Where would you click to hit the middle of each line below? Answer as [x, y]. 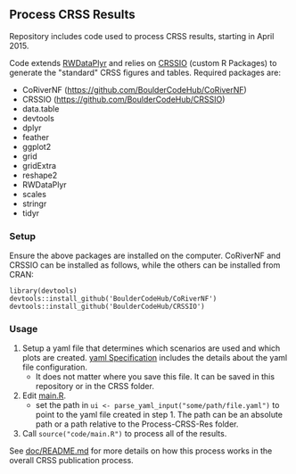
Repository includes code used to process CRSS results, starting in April [142, 36]
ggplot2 [37, 146]
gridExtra [39, 165]
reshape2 [40, 175]
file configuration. [54, 367]
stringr [34, 204]
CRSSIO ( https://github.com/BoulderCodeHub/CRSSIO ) [123, 99]
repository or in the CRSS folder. [95, 387]
